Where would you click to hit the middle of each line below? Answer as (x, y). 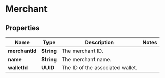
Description (100, 42)
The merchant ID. (82, 51)
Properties (22, 28)
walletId (18, 67)
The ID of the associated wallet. (100, 67)
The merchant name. (86, 59)
